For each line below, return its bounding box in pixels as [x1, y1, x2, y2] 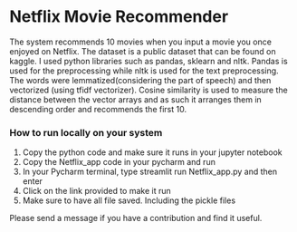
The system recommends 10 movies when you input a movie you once [9, 36, 272, 47]
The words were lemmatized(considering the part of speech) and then [9, 74, 272, 85]
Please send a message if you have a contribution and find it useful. [9, 213, 263, 224]
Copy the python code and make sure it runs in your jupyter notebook [22, 147, 283, 158]
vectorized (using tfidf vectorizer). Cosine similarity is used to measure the [9, 84, 288, 95]
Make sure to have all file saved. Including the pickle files [22, 195, 236, 206]
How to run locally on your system [9, 126, 163, 139]
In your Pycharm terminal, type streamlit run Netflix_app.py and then [22, 166, 278, 178]
